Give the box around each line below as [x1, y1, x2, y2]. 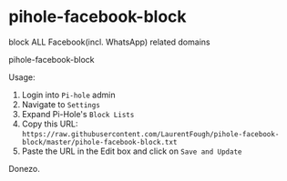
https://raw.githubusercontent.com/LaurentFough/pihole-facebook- [21, 129, 280, 138]
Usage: [8, 71, 36, 83]
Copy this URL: [21, 118, 78, 129]
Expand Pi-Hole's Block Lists [21, 108, 135, 119]
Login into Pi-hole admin [21, 89, 116, 100]
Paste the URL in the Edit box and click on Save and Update [21, 146, 242, 156]
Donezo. [8, 163, 40, 174]
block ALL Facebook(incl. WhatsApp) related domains [8, 36, 210, 47]
